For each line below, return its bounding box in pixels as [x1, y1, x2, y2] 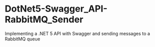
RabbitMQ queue [5, 36, 40, 42]
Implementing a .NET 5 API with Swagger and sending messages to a [5, 30, 150, 36]
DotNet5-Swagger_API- [5, 3, 108, 15]
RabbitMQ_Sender [5, 14, 84, 25]
